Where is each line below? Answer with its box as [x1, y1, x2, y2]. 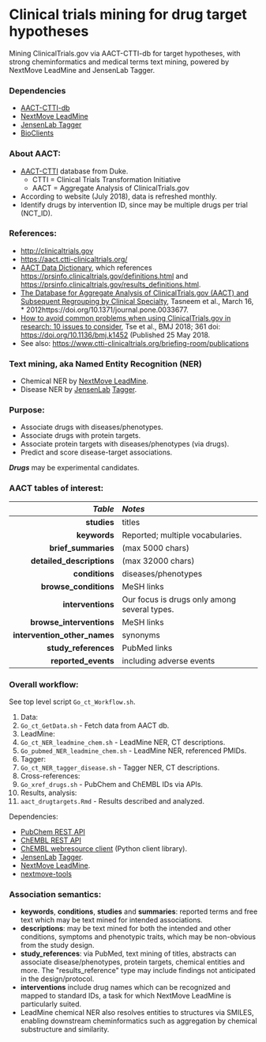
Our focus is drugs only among [122, 594, 236, 605]
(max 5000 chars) [122, 542, 190, 553]
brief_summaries [49, 542, 114, 553]
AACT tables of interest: [9, 483, 104, 494]
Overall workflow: [9, 679, 79, 690]
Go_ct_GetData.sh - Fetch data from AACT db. [20, 721, 170, 730]
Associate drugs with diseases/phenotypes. [20, 422, 164, 432]
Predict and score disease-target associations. [20, 447, 173, 457]
